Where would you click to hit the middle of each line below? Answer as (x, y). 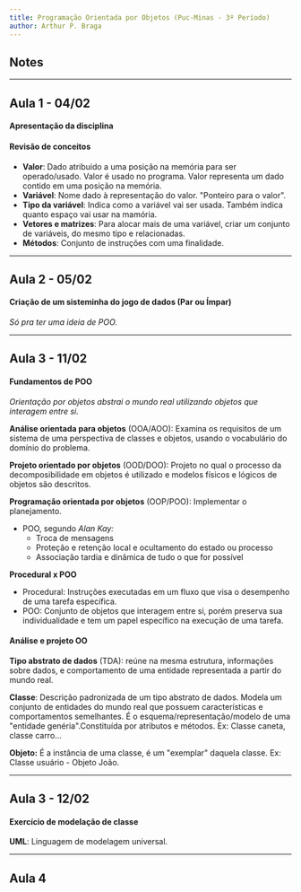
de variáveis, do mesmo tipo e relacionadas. (103, 233)
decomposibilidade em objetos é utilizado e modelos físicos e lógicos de (143, 474)
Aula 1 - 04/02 (50, 103)
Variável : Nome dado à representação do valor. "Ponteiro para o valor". (154, 195)
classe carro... (36, 735)
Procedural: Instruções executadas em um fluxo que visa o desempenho (156, 591)
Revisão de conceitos (50, 146)
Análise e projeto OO (48, 641)
